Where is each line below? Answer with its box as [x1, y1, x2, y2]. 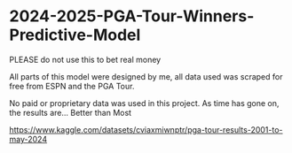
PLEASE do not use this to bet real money [9, 54, 162, 65]
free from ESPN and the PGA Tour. [9, 80, 135, 91]
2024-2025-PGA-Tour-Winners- [9, 6, 255, 27]
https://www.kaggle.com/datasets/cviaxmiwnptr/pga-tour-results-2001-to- [9, 124, 283, 134]
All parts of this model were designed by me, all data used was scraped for [9, 71, 283, 81]
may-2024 [9, 134, 47, 144]
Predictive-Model [9, 25, 141, 45]
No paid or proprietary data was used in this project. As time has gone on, [9, 97, 280, 108]
